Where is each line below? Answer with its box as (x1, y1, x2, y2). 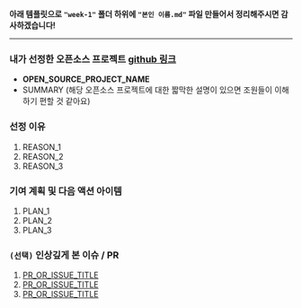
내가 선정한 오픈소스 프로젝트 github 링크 (9, 53, 177, 66)
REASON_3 (22, 161, 64, 172)
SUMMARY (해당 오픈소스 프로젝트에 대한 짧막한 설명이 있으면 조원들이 (22, 84, 272, 95)
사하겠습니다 (9, 20, 54, 31)
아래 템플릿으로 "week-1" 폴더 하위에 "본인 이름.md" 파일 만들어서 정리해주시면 (9, 9, 280, 19)
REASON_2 (22, 151, 65, 162)
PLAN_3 (22, 224, 52, 235)
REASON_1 (22, 141, 61, 152)
